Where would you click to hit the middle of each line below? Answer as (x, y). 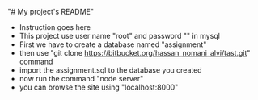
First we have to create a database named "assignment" (113, 44)
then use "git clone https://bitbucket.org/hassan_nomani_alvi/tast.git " (135, 53)
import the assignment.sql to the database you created (111, 70)
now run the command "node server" (81, 79)
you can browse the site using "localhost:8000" (99, 87)
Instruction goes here (55, 27)
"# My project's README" (51, 12)
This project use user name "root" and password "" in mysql (119, 36)
